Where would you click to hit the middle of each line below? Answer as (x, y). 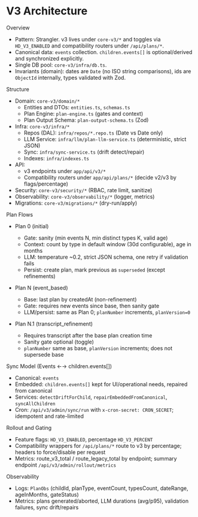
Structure (18, 89)
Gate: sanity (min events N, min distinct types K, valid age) (96, 238)
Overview (18, 28)
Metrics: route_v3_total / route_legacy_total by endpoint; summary (96, 458)
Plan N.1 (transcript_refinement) (54, 324)
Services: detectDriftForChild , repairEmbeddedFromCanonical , (91, 397)
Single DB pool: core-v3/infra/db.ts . (61, 65)
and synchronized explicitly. (49, 58)
